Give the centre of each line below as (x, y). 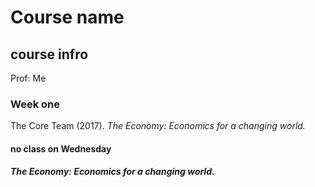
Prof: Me (28, 78)
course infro (49, 54)
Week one (35, 104)
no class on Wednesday (61, 148)
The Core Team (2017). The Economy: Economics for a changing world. (158, 126)
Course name (67, 17)
